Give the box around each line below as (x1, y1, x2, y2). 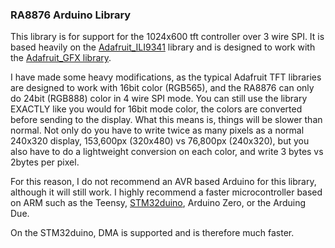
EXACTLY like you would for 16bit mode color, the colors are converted (10, 103, 303, 115)
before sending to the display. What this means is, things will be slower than (10, 114, 323, 126)
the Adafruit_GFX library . (10, 52, 112, 64)
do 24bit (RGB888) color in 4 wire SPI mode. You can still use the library (10, 93, 308, 105)
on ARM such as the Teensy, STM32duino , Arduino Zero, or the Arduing (10, 197, 306, 209)
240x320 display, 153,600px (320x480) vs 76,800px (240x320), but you (10, 135, 310, 147)
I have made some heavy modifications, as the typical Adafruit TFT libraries (10, 71, 322, 83)
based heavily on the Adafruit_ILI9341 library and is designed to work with (10, 41, 316, 53)
